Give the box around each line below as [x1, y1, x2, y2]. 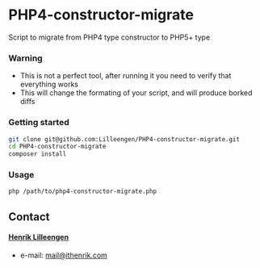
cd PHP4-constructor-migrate [8, 143, 107, 151]
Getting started [8, 117, 70, 128]
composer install [8, 150, 67, 158]
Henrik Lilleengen [8, 232, 69, 242]
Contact [8, 210, 50, 224]
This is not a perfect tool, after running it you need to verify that [19, 71, 232, 81]
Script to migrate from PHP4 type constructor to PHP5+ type [8, 32, 211, 42]
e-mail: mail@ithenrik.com [19, 250, 107, 260]
